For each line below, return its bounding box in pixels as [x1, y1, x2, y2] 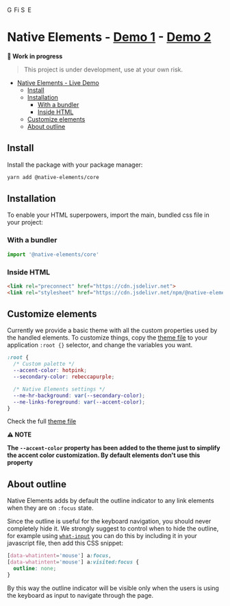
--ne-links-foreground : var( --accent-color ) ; [13, 398, 146, 406]
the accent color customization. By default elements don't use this [7, 451, 201, 459]
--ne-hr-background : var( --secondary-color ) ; [13, 392, 146, 399]
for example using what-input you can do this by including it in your [7, 532, 197, 540]
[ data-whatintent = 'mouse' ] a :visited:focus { [7, 559, 139, 566]
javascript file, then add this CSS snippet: [7, 539, 123, 548]
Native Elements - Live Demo [16, 78, 99, 86]
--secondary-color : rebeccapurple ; [13, 373, 115, 380]
